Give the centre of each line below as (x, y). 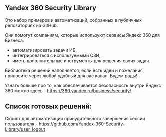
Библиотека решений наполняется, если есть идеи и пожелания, (75, 70)
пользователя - (22, 124)
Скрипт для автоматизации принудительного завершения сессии (75, 118)
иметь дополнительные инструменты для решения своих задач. (81, 61)
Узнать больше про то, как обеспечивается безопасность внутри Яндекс (83, 85)
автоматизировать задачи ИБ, (45, 50)
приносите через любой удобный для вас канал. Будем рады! (71, 75)
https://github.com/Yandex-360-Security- (82, 124)
